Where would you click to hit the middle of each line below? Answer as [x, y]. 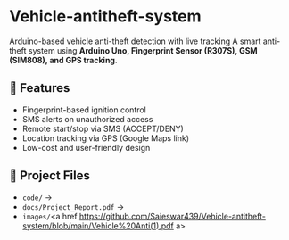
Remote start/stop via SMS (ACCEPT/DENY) [103, 128]
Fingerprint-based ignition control [84, 110]
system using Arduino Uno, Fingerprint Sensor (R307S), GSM [143, 50]
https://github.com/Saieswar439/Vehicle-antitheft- [172, 216]
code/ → [37, 197]
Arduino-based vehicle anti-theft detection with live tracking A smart [135, 41]
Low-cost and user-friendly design [86, 147]
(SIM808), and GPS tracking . [63, 60]
